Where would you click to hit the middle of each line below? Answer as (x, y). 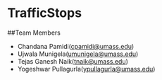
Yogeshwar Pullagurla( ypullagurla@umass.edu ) (86, 69)
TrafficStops (45, 13)
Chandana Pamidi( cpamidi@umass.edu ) (76, 46)
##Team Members (34, 33)
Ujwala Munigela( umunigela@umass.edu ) (78, 54)
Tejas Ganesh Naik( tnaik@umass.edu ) (73, 61)
